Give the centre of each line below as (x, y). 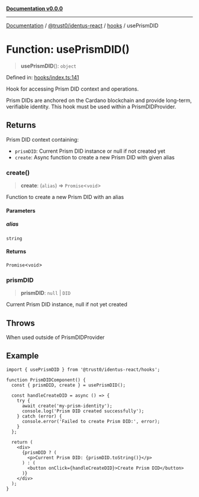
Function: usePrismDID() (68, 49)
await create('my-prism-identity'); (67, 406)
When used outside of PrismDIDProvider (55, 337)
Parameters (21, 210)
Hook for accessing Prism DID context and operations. (73, 89)
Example (23, 356)
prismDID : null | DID (46, 293)
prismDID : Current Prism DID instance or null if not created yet (90, 151)
